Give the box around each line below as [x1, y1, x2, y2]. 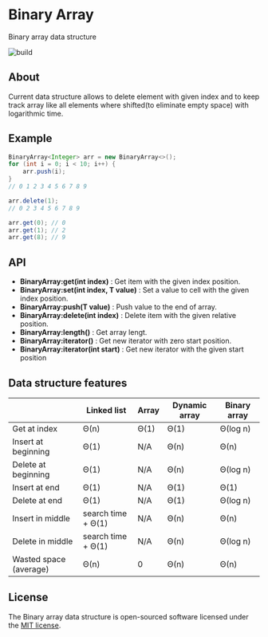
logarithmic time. [8, 108, 64, 118]
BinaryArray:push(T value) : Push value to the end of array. [19, 302, 218, 312]
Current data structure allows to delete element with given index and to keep [8, 92, 260, 101]
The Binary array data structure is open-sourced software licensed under [8, 611, 249, 621]
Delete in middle [12, 536, 73, 547]
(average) [12, 564, 49, 575]
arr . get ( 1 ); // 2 [8, 226, 66, 234]
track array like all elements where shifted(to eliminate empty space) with [8, 100, 249, 109]
